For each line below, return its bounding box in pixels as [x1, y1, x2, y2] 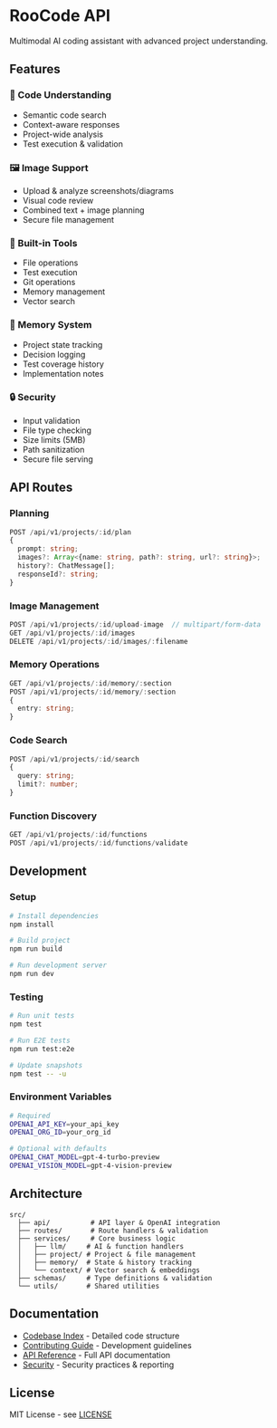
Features [9, 62, 61, 77]
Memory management [22, 286, 106, 297]
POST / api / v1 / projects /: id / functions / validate [9, 839, 188, 848]
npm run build [9, 944, 63, 954]
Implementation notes [22, 368, 104, 379]
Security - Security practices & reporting [22, 1359, 175, 1370]
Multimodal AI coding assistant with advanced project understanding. [9, 35, 269, 46]
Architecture [9, 1186, 83, 1202]
